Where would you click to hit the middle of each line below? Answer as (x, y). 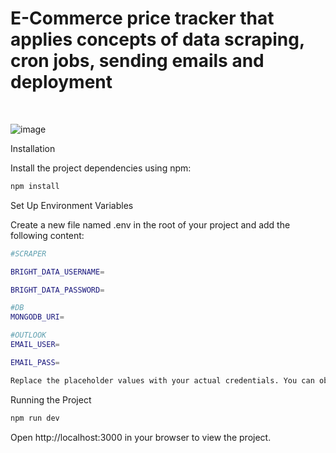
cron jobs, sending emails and (137, 61)
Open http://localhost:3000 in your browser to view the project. (141, 437)
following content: (47, 235)
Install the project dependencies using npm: (101, 168)
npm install (35, 186)
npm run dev (35, 418)
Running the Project (51, 399)
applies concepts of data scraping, (157, 39)
